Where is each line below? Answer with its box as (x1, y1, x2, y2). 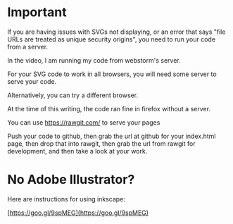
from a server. (7, 42, 48, 51)
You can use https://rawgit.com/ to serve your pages (7, 118, 160, 127)
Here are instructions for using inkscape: (7, 194, 125, 203)
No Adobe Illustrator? (7, 172, 135, 187)
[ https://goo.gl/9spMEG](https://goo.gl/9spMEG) (7, 209, 149, 217)
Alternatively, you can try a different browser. (7, 91, 139, 99)
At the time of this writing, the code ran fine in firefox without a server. (7, 104, 211, 113)
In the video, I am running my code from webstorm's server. (7, 56, 181, 64)
